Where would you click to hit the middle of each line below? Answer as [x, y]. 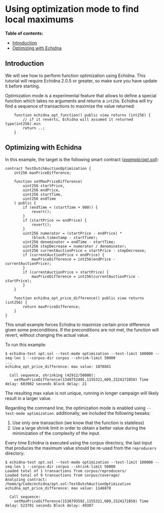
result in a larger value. [28, 398]
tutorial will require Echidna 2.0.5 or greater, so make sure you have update [81, 80]
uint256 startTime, [43, 194]
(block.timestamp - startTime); [65, 237]
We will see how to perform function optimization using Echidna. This [75, 76]
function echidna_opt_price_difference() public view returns [79, 298]
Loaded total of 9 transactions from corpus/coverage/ [63, 475]
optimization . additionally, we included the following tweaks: [89, 413]
